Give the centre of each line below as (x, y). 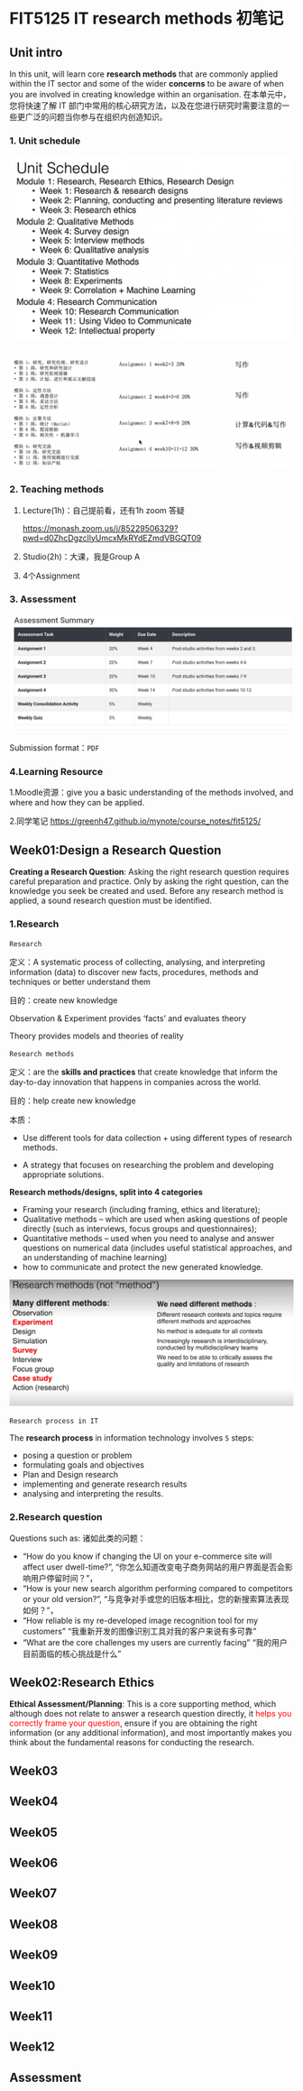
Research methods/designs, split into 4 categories (106, 1193)
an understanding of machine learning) (95, 1257)
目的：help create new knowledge (73, 1101)
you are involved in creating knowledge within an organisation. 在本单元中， (150, 94)
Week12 (32, 2047)
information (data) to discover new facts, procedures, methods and (134, 972)
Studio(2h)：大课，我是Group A (81, 557)
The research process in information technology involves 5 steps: (132, 1438)
